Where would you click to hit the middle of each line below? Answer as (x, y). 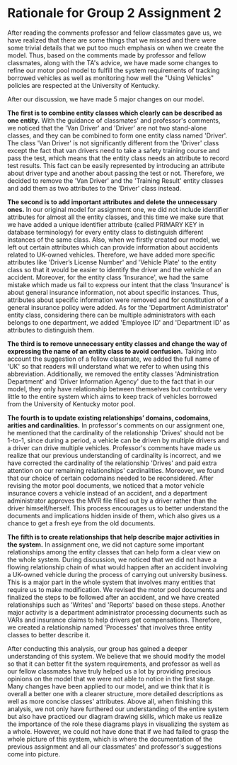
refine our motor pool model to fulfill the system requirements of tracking (114, 70)
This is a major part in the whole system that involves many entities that (111, 582)
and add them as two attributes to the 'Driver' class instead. (94, 188)
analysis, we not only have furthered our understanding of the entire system (118, 709)
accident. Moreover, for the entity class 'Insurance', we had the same (108, 277)
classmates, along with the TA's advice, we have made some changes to (113, 62)
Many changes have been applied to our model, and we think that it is (109, 686)
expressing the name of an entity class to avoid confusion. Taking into (112, 351)
